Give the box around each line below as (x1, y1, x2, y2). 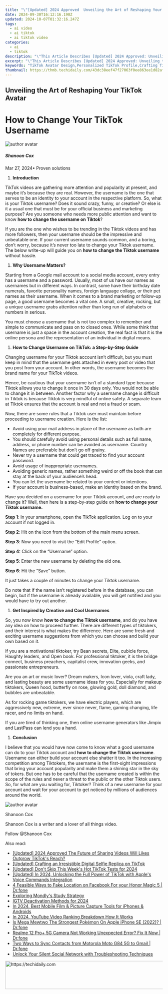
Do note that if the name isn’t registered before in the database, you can (5, 587, 153, 593)
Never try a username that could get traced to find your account (12, 452, 145, 458)
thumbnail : (5, 68, 28, 73)
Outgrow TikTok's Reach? (12, 856, 65, 862)
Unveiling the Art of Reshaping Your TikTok (5, 86, 142, 95)
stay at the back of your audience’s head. (12, 473, 98, 480)
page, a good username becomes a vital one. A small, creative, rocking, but (5, 298, 161, 305)
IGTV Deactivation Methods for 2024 (12, 898, 88, 904)
